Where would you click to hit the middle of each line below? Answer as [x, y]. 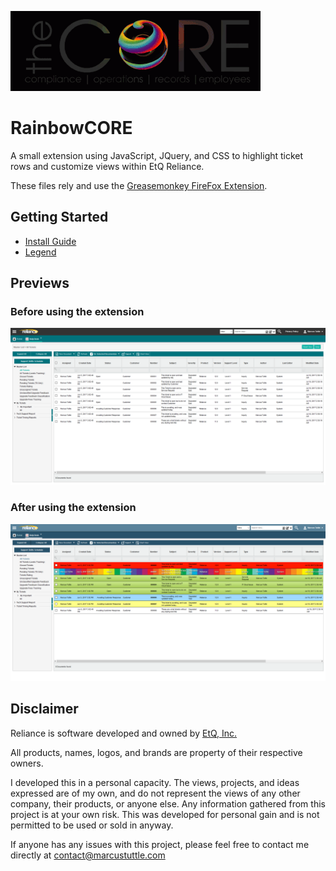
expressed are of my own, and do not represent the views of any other [155, 793]
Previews [40, 283]
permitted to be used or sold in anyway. [92, 825]
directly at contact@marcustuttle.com [88, 855]
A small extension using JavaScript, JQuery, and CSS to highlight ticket [157, 155]
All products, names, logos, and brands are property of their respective [156, 752]
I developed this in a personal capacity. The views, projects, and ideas [155, 782]
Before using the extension [77, 312]
